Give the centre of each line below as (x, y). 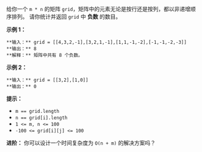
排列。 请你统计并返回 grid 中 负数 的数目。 (66, 16)
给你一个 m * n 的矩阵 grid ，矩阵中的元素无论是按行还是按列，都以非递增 (99, 9)
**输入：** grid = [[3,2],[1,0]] (47, 80)
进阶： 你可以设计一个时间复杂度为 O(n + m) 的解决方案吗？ (81, 143)
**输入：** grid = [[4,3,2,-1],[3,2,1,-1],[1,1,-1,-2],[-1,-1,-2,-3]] (97, 42)
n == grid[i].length (41, 118)
